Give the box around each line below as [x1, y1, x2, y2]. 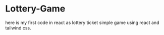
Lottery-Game [5, 3, 66, 14]
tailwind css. [5, 24, 31, 30]
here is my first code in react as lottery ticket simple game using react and [5, 19, 159, 25]
